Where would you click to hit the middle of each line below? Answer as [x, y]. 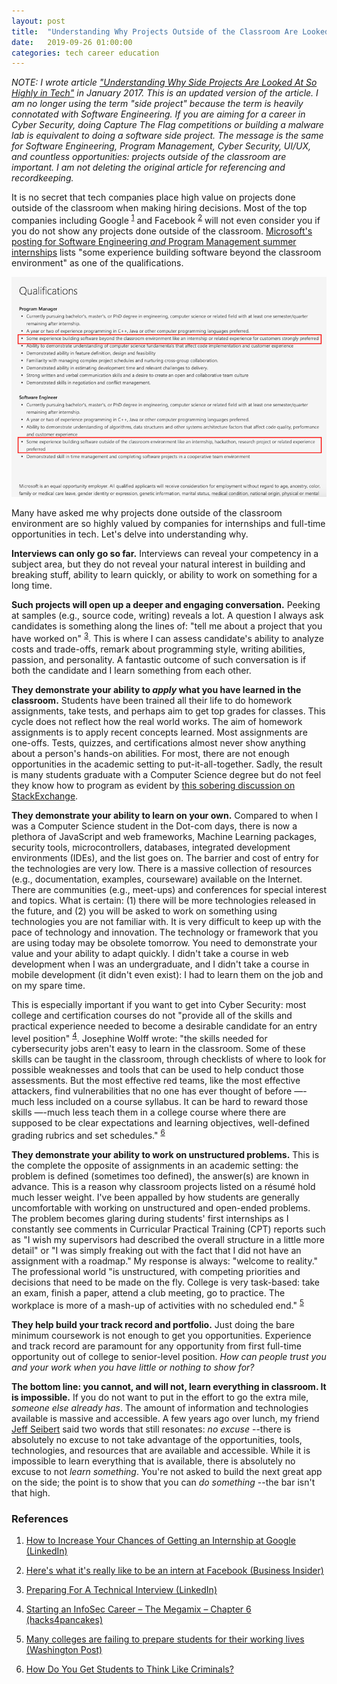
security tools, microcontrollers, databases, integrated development [151, 847]
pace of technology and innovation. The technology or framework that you [165, 932]
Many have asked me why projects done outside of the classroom [147, 513]
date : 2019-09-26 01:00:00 [72, 42]
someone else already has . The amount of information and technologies [160, 1407]
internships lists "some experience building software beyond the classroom [166, 252]
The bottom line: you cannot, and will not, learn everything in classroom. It [169, 1386]
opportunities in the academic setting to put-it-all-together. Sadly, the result [167, 764]
